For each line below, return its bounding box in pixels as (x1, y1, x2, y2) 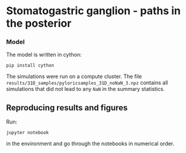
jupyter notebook (6, 130, 49, 136)
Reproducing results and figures (6, 102, 128, 113)
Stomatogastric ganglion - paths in (6, 4, 181, 18)
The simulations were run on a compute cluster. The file (6, 73, 142, 80)
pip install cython (6, 63, 54, 69)
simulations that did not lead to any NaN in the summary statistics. (6, 86, 165, 93)
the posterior (6, 17, 72, 30)
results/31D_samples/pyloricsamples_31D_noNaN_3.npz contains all (6, 79, 168, 86)
